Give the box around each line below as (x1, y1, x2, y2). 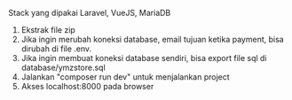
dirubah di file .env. (20, 43, 92, 54)
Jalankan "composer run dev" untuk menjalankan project (20, 72, 230, 82)
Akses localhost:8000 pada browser (20, 81, 154, 91)
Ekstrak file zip (20, 25, 76, 35)
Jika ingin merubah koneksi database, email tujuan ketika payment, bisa (20, 35, 285, 44)
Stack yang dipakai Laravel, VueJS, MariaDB (8, 8, 171, 18)
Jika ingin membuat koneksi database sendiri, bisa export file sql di (20, 53, 267, 63)
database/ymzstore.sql (20, 62, 106, 73)
